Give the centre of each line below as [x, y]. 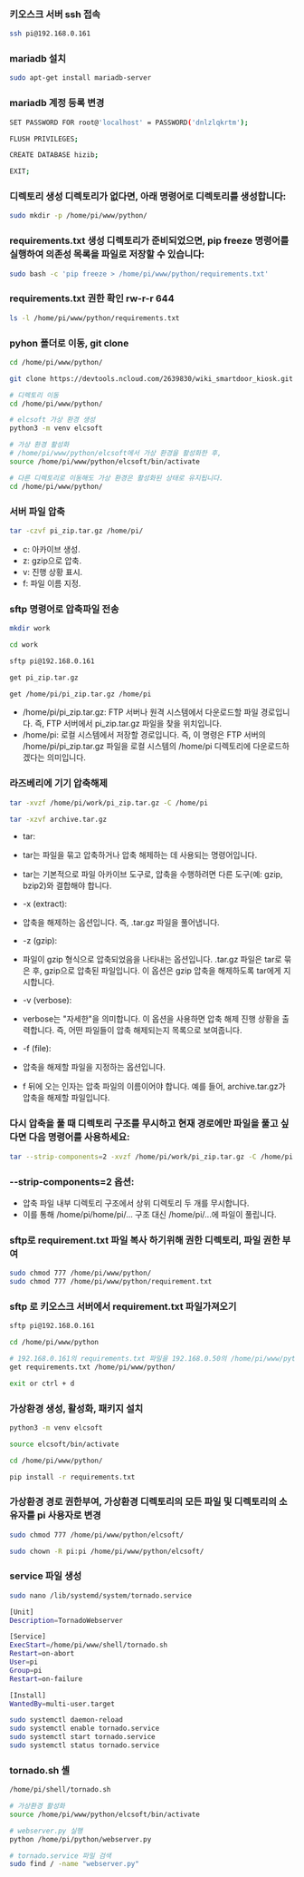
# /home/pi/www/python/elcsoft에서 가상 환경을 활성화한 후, [115, 454]
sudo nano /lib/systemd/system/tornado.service [101, 1595]
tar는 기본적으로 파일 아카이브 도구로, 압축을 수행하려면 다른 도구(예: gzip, [152, 875]
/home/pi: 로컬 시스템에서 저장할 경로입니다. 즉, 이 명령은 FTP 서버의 [144, 735]
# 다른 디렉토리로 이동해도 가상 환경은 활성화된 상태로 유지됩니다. [116, 478]
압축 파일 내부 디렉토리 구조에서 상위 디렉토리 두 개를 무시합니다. [136, 1203]
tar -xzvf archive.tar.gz [58, 819]
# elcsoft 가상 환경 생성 [52, 420]
